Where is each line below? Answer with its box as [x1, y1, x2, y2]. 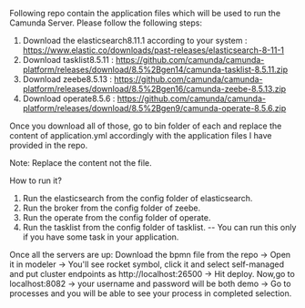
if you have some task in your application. [22, 231, 179, 242]
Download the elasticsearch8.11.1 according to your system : [22, 36, 248, 46]
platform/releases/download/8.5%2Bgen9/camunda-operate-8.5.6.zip [22, 103, 287, 113]
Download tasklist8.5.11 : [22, 55, 114, 65]
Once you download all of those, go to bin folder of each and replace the [9, 120, 282, 131]
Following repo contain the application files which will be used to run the [9, 8, 280, 18]
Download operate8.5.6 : [22, 93, 116, 104]
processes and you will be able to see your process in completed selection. [9, 288, 292, 299]
